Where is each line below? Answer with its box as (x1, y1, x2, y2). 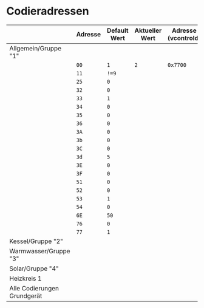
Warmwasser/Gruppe (9, 247, 71, 255)
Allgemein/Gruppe (9, 44, 62, 52)
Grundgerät (9, 292, 42, 300)
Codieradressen (6, 4, 89, 18)
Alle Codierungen (9, 284, 59, 292)
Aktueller (134, 26, 162, 35)
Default (106, 26, 129, 35)
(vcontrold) (168, 33, 202, 42)
